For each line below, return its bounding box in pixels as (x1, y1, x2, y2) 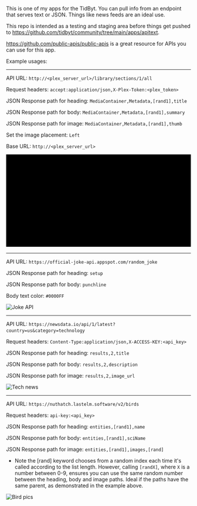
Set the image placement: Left (6, 131, 80, 138)
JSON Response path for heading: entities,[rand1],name (6, 423, 145, 430)
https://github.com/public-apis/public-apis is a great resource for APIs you (6, 40, 186, 47)
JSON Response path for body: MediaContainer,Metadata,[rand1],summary (6, 108, 185, 116)
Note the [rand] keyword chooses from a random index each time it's (14, 457, 182, 464)
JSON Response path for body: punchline (6, 281, 107, 288)
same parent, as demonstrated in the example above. (14, 482, 144, 489)
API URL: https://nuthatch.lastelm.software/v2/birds (6, 400, 140, 407)
